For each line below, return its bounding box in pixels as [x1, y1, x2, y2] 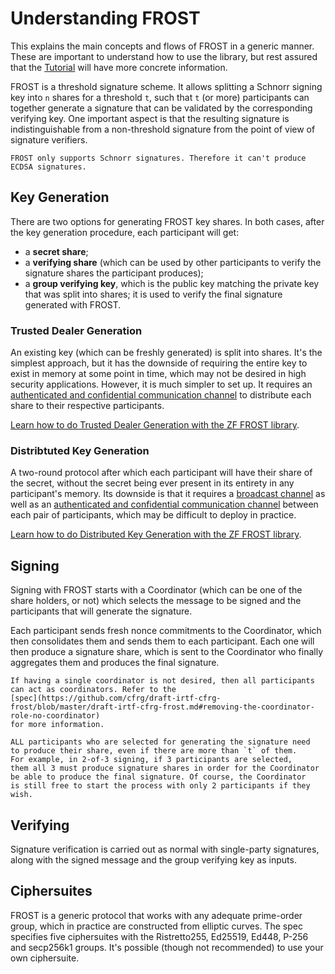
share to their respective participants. [10, 400, 165, 412]
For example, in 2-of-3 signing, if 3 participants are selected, [10, 755, 293, 765]
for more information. [10, 720, 105, 730]
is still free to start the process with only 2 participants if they [10, 781, 311, 791]
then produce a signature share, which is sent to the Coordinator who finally [10, 646, 323, 658]
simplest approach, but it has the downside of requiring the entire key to [10, 357, 308, 369]
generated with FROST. [24, 298, 122, 311]
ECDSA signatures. [10, 162, 87, 172]
